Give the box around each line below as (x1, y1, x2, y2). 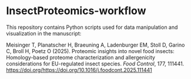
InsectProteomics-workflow (6, 4, 146, 18)
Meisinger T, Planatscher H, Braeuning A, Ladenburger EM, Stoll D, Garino (6, 41, 185, 48)
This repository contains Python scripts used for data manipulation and (6, 24, 178, 31)
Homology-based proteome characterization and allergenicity (6, 54, 156, 61)
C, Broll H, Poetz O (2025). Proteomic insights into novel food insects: (6, 47, 175, 54)
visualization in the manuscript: (6, 29, 82, 37)
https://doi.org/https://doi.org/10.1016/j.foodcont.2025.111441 (6, 66, 152, 73)
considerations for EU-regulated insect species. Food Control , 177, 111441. (6, 60, 185, 67)
